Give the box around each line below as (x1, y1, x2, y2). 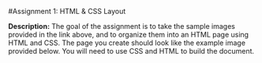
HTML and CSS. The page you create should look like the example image (8, 38, 246, 47)
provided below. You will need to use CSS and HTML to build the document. (8, 47, 255, 55)
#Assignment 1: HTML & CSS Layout (8, 7, 126, 16)
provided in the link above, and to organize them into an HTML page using (8, 30, 249, 39)
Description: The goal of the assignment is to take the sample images (8, 22, 235, 30)
